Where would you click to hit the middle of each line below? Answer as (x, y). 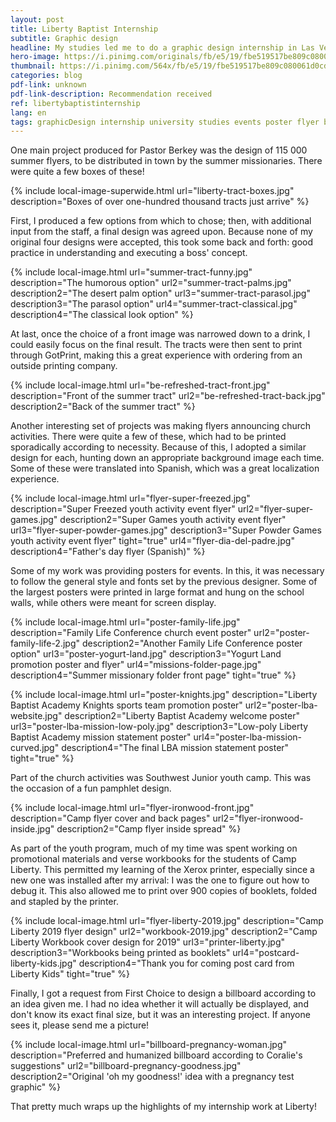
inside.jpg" (32, 829)
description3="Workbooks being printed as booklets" (120, 953)
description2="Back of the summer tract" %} (103, 407)
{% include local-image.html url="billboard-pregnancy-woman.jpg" (149, 1045)
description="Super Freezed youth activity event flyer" (123, 509)
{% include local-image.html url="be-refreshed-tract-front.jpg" (140, 385)
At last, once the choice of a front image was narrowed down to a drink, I (160, 334)
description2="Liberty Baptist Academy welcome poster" (182, 716)
